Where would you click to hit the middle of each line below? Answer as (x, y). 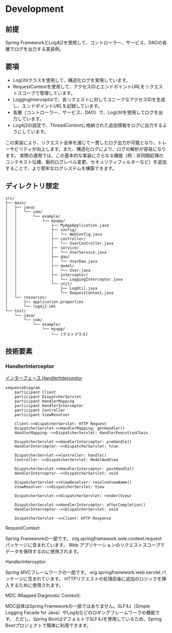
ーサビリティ (19, 149)
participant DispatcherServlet (48, 397)
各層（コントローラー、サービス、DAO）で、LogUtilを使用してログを (85, 112)
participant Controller (40, 410)
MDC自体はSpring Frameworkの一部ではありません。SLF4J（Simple (78, 606)
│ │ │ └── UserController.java (60, 243)
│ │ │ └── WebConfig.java (54, 234)
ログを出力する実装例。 (39, 49)
